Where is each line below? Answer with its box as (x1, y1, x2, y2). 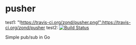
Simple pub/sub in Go (5, 34, 50, 40)
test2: (46, 24, 58, 30)
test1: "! (5, 19, 21, 25)
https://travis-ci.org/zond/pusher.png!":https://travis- (20, 19, 131, 25)
